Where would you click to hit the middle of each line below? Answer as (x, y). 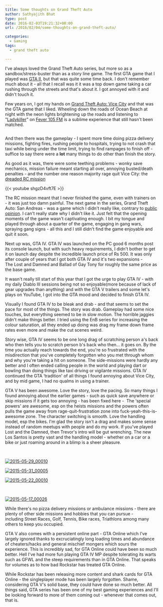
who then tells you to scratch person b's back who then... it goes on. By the (81, 344)
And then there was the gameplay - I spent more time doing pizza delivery (79, 138)
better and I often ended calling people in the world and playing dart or (76, 365)
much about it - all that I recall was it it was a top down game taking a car (78, 84)
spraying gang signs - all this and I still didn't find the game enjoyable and (79, 229)
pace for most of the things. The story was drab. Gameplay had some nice (80, 309)
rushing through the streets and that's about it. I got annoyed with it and (77, 89)
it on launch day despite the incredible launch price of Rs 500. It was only (79, 254)
